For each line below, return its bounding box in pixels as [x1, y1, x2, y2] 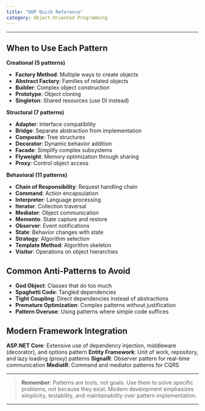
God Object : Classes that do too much [15, 282, 112, 289]
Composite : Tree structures [15, 134, 85, 141]
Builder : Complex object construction [15, 84, 110, 92]
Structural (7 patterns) [6, 109, 65, 116]
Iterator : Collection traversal [15, 203, 87, 210]
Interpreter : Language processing [15, 196, 101, 203]
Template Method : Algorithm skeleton [15, 242, 112, 249]
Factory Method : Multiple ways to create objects [15, 71, 138, 78]
